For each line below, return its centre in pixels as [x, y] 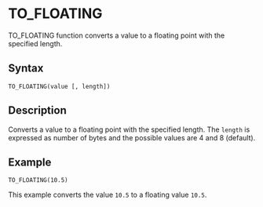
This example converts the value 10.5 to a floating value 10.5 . [108, 195]
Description [37, 111]
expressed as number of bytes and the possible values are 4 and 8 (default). [132, 137]
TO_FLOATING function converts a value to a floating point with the [117, 35]
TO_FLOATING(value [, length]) [59, 86]
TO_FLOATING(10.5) [38, 180]
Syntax [26, 69]
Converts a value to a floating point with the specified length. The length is [129, 129]
